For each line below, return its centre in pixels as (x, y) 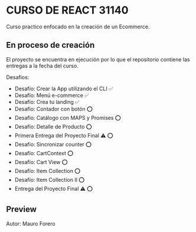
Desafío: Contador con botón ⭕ (54, 109)
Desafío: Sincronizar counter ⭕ (53, 144)
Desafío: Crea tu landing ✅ (47, 102)
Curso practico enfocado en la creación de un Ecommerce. (78, 27)
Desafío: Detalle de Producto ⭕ (53, 126)
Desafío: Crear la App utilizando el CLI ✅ (64, 89)
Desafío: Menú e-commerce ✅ (52, 95)
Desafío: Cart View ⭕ (41, 162)
